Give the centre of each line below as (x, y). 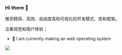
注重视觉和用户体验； (26, 29)
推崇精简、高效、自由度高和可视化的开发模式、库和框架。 (62, 19)
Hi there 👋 (17, 8)
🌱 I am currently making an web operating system (61, 39)
